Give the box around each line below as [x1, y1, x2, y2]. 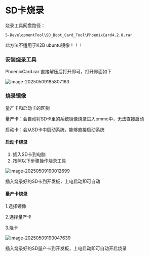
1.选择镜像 [5, 203, 26, 209]
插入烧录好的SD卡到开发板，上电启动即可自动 [5, 178, 100, 184]
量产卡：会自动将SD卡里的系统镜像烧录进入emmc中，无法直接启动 [5, 115, 144, 122]
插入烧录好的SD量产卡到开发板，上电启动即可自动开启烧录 [5, 245, 127, 251]
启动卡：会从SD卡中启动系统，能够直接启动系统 [5, 126, 105, 133]
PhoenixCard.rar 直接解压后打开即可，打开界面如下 [5, 69, 112, 75]
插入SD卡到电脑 [12, 151, 46, 157]
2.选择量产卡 [5, 214, 32, 220]
